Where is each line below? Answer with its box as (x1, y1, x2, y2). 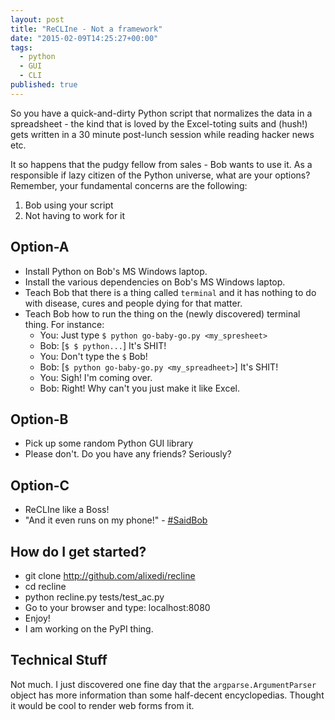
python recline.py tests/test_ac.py (24, 591, 165, 603)
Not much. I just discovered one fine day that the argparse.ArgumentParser (10, 678, 317, 690)
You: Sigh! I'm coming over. (39, 371, 153, 383)
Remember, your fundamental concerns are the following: (10, 179, 248, 191)
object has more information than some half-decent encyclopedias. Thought (10, 689, 325, 701)
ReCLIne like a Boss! (24, 504, 110, 516)
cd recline (24, 581, 67, 592)
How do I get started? (10, 543, 147, 560)
